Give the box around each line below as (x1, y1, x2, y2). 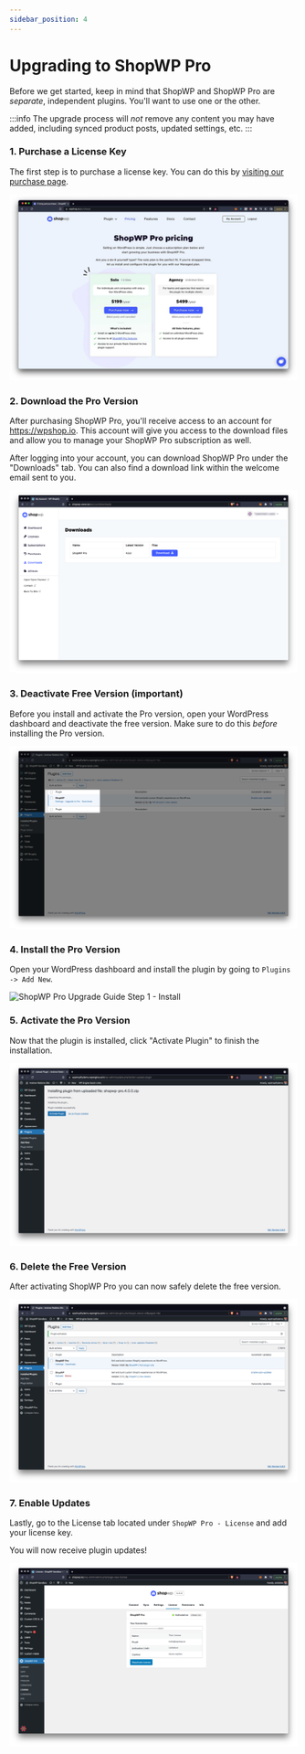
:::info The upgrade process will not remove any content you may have (9, 112, 275, 123)
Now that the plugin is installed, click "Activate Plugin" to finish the (9, 1035, 260, 1046)
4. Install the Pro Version (9, 943, 121, 956)
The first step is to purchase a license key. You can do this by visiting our (9, 165, 285, 177)
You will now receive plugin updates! (9, 1545, 148, 1556)
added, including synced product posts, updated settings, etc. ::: (9, 122, 253, 133)
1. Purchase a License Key (9, 145, 127, 158)
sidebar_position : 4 (9, 15, 89, 24)
